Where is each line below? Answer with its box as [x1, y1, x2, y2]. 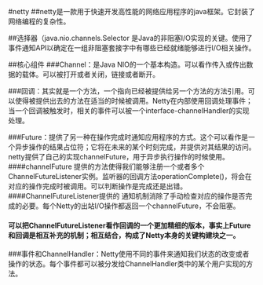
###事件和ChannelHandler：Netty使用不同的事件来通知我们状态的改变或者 [8, 250, 250, 259]
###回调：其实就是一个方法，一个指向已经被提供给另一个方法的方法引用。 [8, 86, 249, 96]
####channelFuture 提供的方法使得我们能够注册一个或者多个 [8, 162, 205, 171]
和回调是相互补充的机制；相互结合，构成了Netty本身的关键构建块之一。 [8, 230, 240, 239]
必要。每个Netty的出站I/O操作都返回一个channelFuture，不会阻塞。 [21, 201, 240, 210]
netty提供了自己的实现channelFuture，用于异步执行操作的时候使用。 [8, 152, 230, 161]
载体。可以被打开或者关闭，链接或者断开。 [21, 70, 159, 79]
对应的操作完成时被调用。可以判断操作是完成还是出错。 [8, 181, 187, 191]
